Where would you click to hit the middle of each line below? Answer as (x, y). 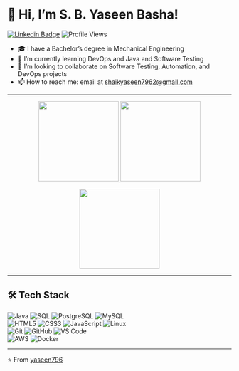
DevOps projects (42, 73)
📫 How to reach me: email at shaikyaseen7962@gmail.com (105, 82)
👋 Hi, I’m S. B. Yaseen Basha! (93, 15)
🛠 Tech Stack (38, 295)
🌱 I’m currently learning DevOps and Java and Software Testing (111, 58)
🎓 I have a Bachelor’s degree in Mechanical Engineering (101, 48)
